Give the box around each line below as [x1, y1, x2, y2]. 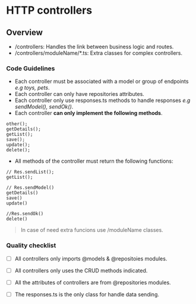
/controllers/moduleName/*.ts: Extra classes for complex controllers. [14, 49, 183, 57]
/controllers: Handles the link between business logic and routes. [14, 43, 174, 50]
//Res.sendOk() [6, 211, 44, 217]
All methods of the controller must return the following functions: [14, 157, 173, 165]
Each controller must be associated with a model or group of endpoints [14, 78, 189, 85]
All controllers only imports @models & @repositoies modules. [14, 255, 167, 262]
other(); [6, 121, 28, 127]
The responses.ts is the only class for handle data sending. [14, 290, 159, 298]
